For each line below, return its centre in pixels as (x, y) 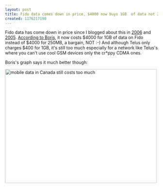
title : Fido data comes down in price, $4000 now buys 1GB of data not (80, 14)
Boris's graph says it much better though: (47, 62)
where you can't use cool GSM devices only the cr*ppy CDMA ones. (73, 53)
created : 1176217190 (26, 18)
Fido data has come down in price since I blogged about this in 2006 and (78, 33)
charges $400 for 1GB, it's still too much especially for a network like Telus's (81, 48)
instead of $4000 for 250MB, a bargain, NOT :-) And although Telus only (78, 43)
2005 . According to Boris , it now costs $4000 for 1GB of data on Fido (74, 37)
